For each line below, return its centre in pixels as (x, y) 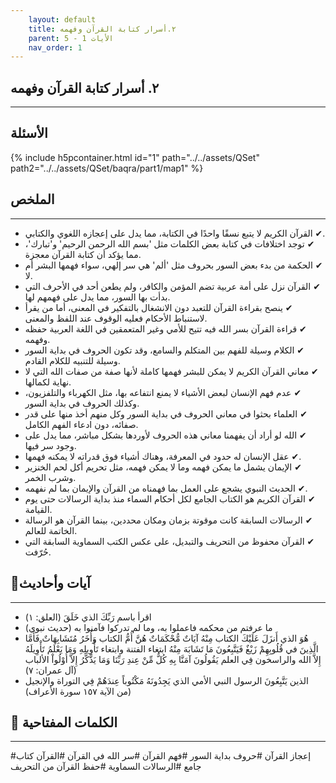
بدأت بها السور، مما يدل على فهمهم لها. (97, 297)
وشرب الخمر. (50, 477)
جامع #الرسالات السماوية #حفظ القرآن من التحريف (106, 767)
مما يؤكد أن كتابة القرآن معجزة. (83, 254)
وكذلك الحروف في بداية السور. (82, 403)
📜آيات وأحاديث (50, 583)
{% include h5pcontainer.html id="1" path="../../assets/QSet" (135, 157)
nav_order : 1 (55, 47)
